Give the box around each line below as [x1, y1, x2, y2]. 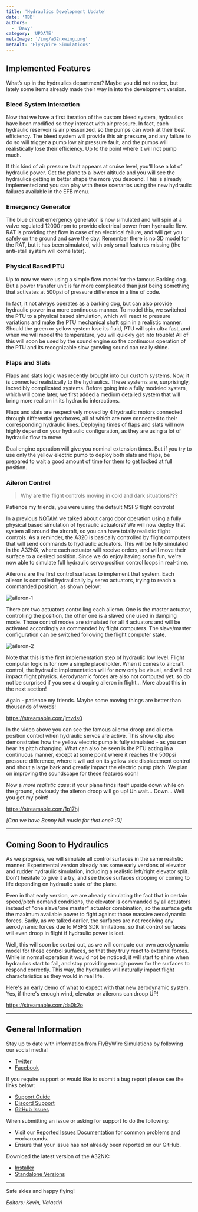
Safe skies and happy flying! [6, 1187, 75, 1194]
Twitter [14, 1058, 32, 1065]
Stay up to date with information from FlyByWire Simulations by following [6, 1040, 184, 1047]
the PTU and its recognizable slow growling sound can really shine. [6, 343, 170, 351]
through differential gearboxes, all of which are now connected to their [6, 414, 178, 422]
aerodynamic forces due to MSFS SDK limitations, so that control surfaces [6, 923, 186, 930]
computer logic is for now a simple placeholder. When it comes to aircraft [6, 660, 184, 667]
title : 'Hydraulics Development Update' [6, 8, 107, 15]
